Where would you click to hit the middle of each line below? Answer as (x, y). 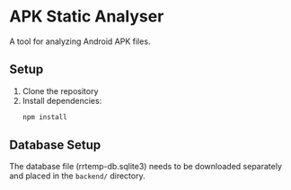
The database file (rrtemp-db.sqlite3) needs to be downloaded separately (146, 167)
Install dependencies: (62, 100)
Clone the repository (60, 91)
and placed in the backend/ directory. (77, 176)
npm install (44, 117)
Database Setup (55, 145)
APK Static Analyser (87, 17)
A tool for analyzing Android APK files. (80, 41)
